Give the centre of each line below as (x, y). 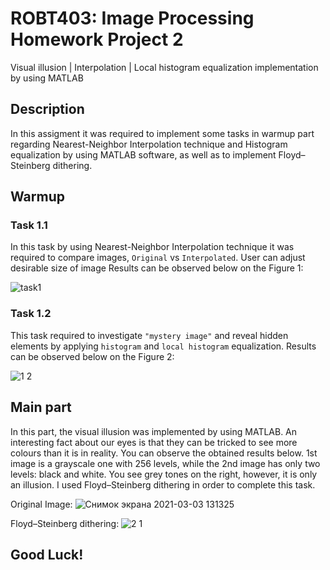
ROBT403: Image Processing (132, 18)
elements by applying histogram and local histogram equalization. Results (163, 346)
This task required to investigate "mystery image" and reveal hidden (149, 335)
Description (47, 109)
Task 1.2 (31, 314)
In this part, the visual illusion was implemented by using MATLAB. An (154, 431)
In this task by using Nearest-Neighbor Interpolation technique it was (152, 247)
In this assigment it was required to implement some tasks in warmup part (162, 133)
